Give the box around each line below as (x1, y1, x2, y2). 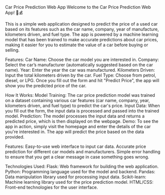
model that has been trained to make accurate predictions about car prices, (5, 37, 159, 42)
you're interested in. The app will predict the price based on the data (5, 129, 144, 135)
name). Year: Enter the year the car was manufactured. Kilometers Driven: (5, 67, 155, 73)
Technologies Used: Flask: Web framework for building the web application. (5, 164, 159, 169)
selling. (5, 47, 20, 53)
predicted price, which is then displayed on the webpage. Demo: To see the (5, 118, 159, 124)
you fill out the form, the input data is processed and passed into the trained (5, 108, 159, 113)
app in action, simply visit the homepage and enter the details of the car (5, 124, 151, 129)
